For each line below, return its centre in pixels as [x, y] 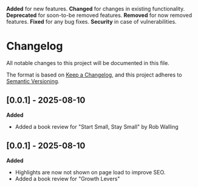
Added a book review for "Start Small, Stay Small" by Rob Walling [97, 126]
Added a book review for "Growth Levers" [67, 178]
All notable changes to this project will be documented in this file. [88, 63]
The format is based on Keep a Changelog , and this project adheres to [94, 75]
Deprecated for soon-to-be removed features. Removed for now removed [99, 15]
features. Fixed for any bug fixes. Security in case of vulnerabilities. [92, 22]
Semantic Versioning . [33, 81]
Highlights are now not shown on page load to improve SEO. [90, 172]
